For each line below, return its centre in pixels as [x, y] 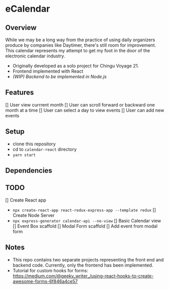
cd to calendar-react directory [45, 149]
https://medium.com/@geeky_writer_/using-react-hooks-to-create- [83, 276]
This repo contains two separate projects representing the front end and [88, 260]
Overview [21, 28]
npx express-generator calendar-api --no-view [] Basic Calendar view [87, 220]
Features [20, 93]
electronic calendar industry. [35, 56]
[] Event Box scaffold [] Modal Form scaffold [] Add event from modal [85, 226]
